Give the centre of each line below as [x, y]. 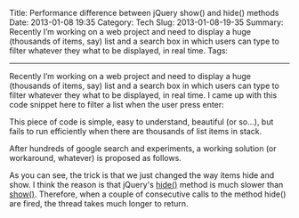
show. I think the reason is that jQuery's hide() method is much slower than [146, 185]
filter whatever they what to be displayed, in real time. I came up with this [143, 95]
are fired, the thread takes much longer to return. [99, 203]
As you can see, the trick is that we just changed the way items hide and [142, 175]
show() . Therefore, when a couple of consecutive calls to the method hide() [148, 194]
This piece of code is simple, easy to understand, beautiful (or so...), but [141, 122]
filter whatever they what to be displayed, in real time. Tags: [119, 51]
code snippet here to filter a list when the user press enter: [117, 105]
